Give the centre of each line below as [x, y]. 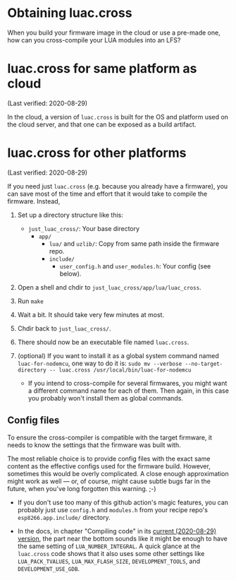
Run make [30, 301]
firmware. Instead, [34, 201]
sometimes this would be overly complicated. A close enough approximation [118, 473]
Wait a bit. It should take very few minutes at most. [91, 314]
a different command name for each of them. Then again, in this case [128, 391]
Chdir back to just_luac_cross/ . [64, 328]
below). [70, 273]
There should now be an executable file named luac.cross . [103, 342]
